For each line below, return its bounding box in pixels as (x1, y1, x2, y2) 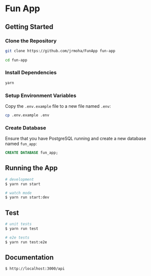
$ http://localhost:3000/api (5, 266, 65, 271)
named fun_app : (5, 141, 37, 147)
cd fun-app (5, 58, 28, 62)
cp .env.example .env (5, 113, 50, 118)
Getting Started (5, 23, 54, 31)
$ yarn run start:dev (5, 195, 50, 200)
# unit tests (5, 222, 32, 227)
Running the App (5, 164, 58, 172)
